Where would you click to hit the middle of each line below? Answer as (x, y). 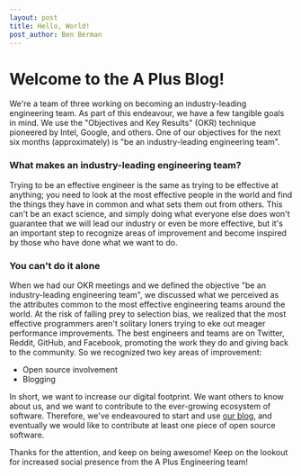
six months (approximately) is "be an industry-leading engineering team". (145, 142)
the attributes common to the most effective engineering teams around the (147, 304)
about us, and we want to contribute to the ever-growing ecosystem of (140, 406)
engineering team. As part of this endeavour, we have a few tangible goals (147, 113)
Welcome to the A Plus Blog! (117, 79)
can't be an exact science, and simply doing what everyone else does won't (150, 213)
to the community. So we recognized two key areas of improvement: (136, 352)
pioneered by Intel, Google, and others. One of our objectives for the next (145, 132)
